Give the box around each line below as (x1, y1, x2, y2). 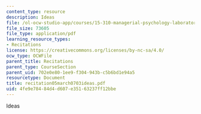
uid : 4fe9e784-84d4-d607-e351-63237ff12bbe (6, 86, 117, 92)
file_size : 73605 (6, 25, 50, 31)
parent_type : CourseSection (6, 64, 77, 70)
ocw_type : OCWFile (6, 53, 52, 59)
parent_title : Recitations (6, 58, 74, 64)
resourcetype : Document (6, 75, 66, 81)
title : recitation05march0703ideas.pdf (6, 81, 106, 87)
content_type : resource (6, 8, 66, 15)
